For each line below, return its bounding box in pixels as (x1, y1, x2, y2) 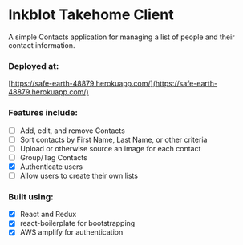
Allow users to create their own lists (19, 171, 139, 180)
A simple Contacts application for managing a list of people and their (8, 32, 235, 42)
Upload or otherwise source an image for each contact (19, 143, 201, 153)
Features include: (8, 107, 79, 118)
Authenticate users (19, 162, 83, 171)
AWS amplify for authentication (19, 227, 124, 237)
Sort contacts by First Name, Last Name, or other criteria (19, 135, 208, 144)
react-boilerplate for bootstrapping (19, 219, 136, 228)
